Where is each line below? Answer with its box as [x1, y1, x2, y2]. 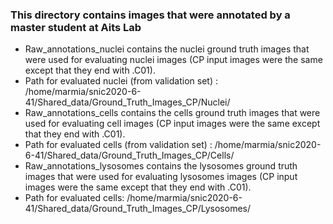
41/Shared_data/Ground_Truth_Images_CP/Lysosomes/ [24, 203, 252, 215]
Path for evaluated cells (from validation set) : [24, 139, 213, 151]
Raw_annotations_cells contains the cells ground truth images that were [24, 107, 321, 119]
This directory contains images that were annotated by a [10, 8, 291, 22]
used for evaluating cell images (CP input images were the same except [24, 118, 321, 130]
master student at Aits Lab [10, 20, 142, 34]
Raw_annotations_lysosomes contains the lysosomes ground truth [24, 160, 298, 172]
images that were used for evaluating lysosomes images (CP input [24, 171, 298, 183]
